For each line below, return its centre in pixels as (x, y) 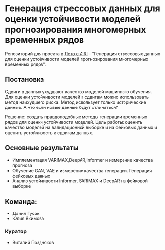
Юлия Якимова (28, 219)
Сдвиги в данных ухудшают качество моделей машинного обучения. (79, 91)
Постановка (25, 80)
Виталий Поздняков (33, 242)
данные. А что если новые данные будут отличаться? (62, 107)
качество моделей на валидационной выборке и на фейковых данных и (81, 127)
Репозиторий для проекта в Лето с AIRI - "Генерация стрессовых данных (83, 54)
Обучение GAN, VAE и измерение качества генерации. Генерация (82, 170)
